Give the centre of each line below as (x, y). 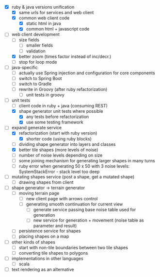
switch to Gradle (35, 84)
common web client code (44, 18)
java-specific (25, 67)
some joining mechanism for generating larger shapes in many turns (87, 160)
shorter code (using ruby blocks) (59, 138)
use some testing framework (55, 122)
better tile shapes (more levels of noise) (58, 150)
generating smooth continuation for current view (74, 204)
